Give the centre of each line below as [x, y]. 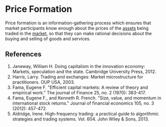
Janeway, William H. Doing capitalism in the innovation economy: [79, 66]
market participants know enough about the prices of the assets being [77, 28]
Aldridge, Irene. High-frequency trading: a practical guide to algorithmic [85, 114]
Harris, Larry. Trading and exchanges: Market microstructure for [78, 77]
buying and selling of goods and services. [48, 39]
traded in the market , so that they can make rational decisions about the [79, 33]
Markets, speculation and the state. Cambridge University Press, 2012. [84, 71]
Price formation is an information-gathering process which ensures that [78, 23]
